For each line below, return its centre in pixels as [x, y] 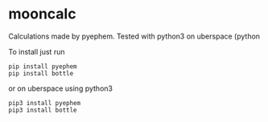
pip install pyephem [43, 66]
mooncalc [42, 14]
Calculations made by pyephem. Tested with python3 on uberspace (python [134, 36]
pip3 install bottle [43, 110]
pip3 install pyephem [45, 103]
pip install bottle [41, 73]
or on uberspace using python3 [60, 88]
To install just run [37, 51]
